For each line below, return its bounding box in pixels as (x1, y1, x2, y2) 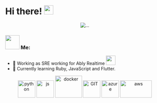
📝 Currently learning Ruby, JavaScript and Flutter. (12, 66, 116, 72)
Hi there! (5, 6, 42, 17)
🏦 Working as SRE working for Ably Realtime (12, 60, 105, 66)
